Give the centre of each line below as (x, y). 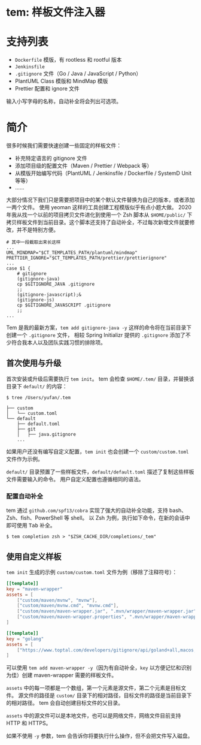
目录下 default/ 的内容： (37, 386)
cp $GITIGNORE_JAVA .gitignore (56, 284)
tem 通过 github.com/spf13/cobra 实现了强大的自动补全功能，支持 (87, 511)
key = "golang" (25, 639)
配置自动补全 (25, 496)
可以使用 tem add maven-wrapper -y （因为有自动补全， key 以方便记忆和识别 (99, 668)
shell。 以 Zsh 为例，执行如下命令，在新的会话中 (130, 518)
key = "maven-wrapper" (34, 589)
